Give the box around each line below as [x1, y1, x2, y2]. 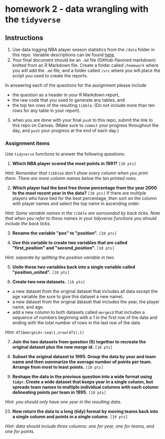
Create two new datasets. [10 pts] [12, 279, 85, 285]
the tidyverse [5, 14, 61, 25]
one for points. [5, 429, 35, 435]
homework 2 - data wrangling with [5, 3, 149, 15]
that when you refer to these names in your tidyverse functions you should [5, 215, 157, 221]
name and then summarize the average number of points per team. [12, 359, 152, 365]
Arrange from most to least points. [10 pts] [12, 364, 103, 370]
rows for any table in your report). [12, 107, 81, 113]
